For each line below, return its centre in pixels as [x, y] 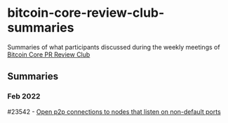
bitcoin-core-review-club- [86, 13]
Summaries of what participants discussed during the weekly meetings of [114, 47]
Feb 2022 [24, 96]
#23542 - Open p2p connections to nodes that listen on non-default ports [114, 111]
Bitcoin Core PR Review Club [49, 55]
